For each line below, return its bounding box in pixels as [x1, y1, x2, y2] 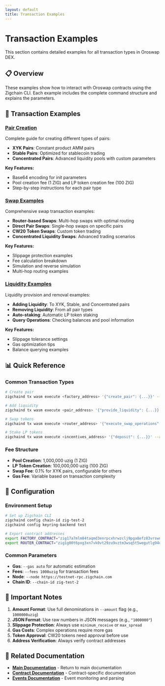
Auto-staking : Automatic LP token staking [12, 312, 98, 318]
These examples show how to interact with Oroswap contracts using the [5, 85, 151, 91]
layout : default [5, 7, 38, 12]
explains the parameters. [5, 95, 55, 101]
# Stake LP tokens [5, 430, 43, 435]
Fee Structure [5, 446, 38, 453]
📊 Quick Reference [5, 361, 65, 369]
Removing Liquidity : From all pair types [12, 306, 93, 312]
